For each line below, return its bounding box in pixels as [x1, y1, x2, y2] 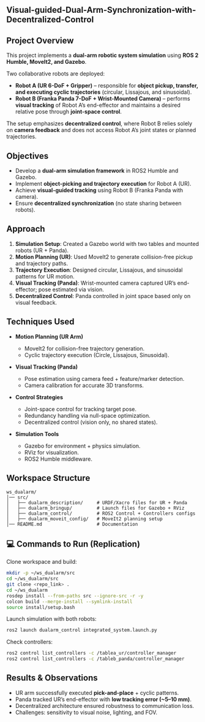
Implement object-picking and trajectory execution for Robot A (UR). [15, 180, 192, 188]
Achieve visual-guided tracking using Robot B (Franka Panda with [15, 186, 184, 194]
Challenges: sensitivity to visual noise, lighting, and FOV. [15, 709, 158, 716]
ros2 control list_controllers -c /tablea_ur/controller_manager [6, 650, 176, 656]
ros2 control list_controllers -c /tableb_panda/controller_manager [6, 656, 185, 662]
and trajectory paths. [15, 259, 69, 267]
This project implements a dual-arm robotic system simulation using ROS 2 [6, 52, 199, 59]
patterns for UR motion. [15, 272, 75, 280]
